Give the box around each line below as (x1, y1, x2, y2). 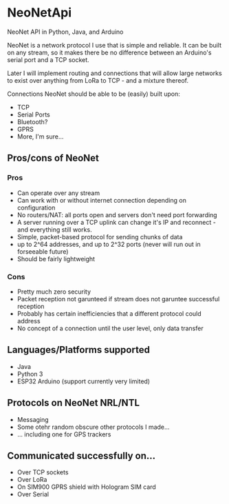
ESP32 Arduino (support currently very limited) (17, 377, 150, 385)
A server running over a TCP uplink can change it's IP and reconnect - (17, 218, 217, 226)
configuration (17, 203, 56, 212)
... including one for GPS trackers (17, 430, 111, 439)
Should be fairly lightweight (17, 254, 95, 263)
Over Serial (17, 490, 50, 498)
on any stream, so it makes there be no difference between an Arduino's (7, 48, 212, 57)
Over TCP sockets (17, 468, 69, 476)
